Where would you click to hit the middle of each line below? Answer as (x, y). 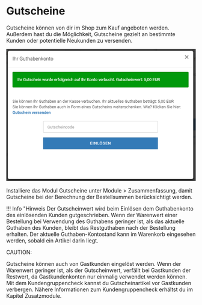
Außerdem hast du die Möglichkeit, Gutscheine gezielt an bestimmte (91, 34)
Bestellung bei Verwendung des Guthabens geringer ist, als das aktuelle (95, 221)
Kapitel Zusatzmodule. (34, 295)
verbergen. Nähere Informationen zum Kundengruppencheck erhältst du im (100, 289)
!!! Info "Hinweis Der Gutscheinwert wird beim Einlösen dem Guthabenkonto (100, 208)
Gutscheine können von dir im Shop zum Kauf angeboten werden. (88, 28)
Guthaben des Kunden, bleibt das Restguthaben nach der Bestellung (91, 227)
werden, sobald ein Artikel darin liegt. (52, 240)
